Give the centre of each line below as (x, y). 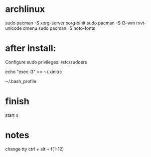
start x (12, 115)
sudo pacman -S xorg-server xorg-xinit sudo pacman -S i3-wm (70, 23)
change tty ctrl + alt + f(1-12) (34, 149)
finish (17, 102)
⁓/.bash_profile (21, 81)
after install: (31, 48)
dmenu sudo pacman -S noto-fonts (59, 28)
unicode (14, 28)
